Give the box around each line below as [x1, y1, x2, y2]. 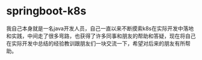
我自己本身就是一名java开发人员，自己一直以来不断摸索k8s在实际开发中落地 [6, 25, 194, 32]
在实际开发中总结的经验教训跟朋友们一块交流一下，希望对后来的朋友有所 [6, 40, 185, 47]
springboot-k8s [6, 4, 87, 18]
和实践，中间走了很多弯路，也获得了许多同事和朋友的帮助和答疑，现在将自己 [6, 32, 196, 40]
